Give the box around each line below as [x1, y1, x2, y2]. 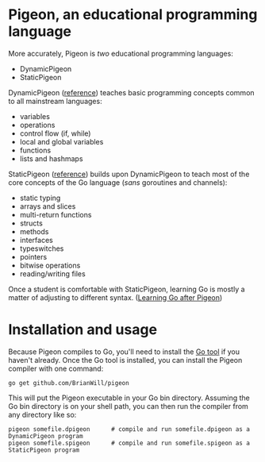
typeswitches [19, 244, 64, 253]
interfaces [19, 235, 53, 244]
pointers [19, 252, 48, 261]
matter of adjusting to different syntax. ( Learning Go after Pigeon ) [8, 292, 223, 302]
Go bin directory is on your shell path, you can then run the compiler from [8, 401, 248, 410]
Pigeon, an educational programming [8, 6, 258, 24]
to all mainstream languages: [8, 96, 102, 106]
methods [19, 226, 49, 236]
